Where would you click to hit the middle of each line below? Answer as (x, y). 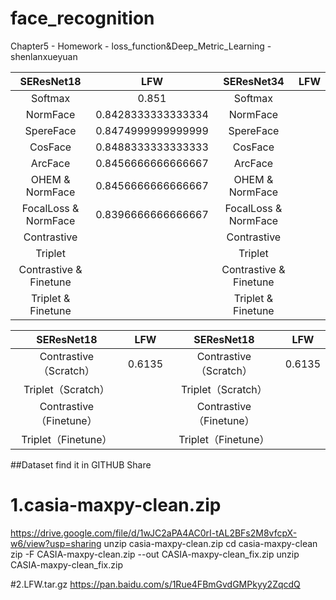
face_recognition (82, 18)
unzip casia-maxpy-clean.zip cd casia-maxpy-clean (210, 543)
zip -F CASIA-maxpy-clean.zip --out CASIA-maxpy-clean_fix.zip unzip (155, 554)
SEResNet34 (254, 81)
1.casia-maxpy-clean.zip (116, 505)
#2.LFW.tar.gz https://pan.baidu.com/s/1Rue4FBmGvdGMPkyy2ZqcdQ (155, 584)
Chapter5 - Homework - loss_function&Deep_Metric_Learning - (141, 46)
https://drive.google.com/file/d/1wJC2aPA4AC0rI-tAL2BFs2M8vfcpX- (154, 533)
